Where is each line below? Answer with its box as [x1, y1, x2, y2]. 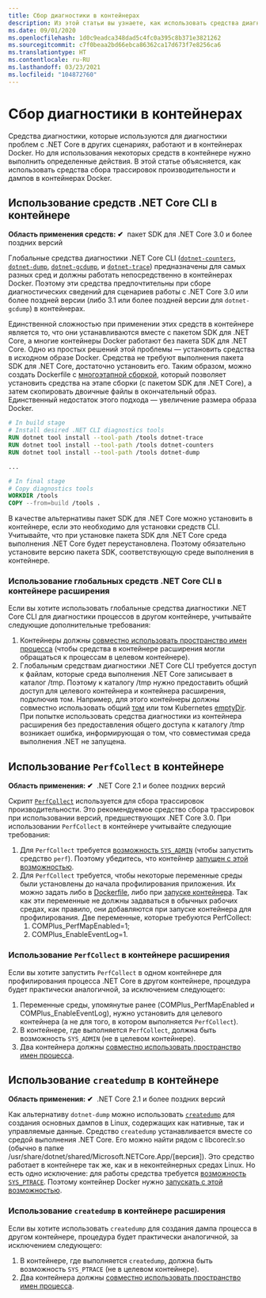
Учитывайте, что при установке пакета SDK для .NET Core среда [8, 531, 227, 540]
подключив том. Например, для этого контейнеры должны [19, 695, 220, 705]
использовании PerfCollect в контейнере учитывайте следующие [8, 822, 232, 831]
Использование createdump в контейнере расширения [8, 1205, 226, 1216]
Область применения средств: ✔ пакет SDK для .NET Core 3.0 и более [8, 229, 253, 239]
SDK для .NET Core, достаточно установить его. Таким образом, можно [8, 362, 252, 371]
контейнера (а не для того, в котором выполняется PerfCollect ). [19, 1016, 239, 1026]
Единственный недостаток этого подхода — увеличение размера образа [8, 395, 257, 405]
